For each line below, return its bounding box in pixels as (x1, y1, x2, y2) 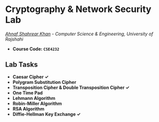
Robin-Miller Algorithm (12, 100, 62, 106)
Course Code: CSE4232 (12, 46, 60, 52)
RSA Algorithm (12, 105, 44, 111)
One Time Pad (12, 89, 43, 96)
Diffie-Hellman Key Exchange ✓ (12, 111, 81, 117)
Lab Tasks (5, 60, 38, 69)
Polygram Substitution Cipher (12, 79, 77, 85)
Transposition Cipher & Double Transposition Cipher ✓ (12, 84, 130, 90)
